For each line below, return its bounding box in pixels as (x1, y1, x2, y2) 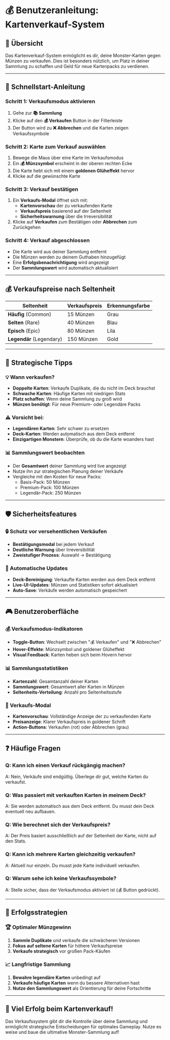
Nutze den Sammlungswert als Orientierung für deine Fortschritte (12, 985, 151, 991)
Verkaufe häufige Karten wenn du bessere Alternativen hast (12, 980, 140, 986)
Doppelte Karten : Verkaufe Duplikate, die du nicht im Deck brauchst (12, 385, 155, 392)
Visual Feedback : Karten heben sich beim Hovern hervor (12, 652, 133, 658)
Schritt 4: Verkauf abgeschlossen (5, 237, 90, 244)
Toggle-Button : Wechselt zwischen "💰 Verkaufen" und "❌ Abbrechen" (12, 639, 162, 645)
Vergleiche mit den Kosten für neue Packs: (12, 473, 102, 479)
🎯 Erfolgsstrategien (5, 908, 68, 917)
